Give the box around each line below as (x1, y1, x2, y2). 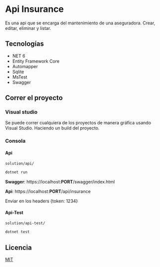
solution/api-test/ (5, 220, 46, 226)
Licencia (5, 243, 32, 252)
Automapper (12, 63, 38, 69)
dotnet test (5, 230, 30, 235)
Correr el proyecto (5, 93, 63, 102)
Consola (5, 138, 26, 145)
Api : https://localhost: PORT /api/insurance (5, 188, 91, 194)
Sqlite (12, 69, 24, 75)
